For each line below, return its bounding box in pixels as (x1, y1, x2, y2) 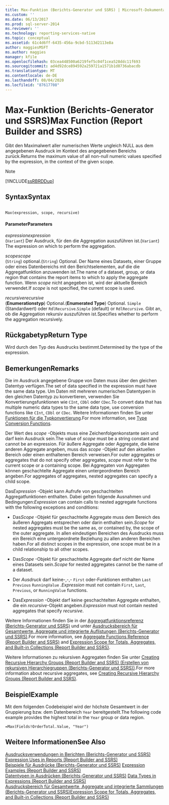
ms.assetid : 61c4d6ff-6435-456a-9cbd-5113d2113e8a (5, 40, 114, 45)
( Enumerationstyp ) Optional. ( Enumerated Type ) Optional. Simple (5, 300, 141, 306)
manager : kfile (5, 54, 37, 60)
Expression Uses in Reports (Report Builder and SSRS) (5, 757, 118, 763)
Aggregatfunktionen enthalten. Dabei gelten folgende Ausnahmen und (5, 494, 151, 500)
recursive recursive (5, 295, 44, 301)
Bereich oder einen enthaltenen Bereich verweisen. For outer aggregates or (5, 452, 160, 458)
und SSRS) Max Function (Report (5, 115, 143, 126)
